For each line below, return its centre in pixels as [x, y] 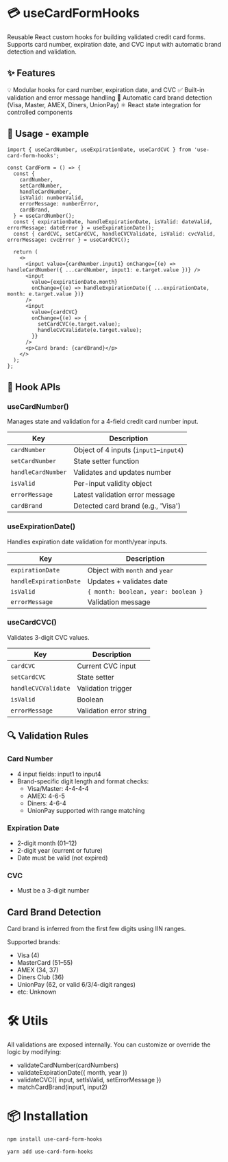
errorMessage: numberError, [59, 203]
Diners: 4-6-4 [47, 803]
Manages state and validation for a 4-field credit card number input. [103, 422]
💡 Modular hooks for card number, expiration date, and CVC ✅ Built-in [106, 89]
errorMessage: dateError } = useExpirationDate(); [81, 227]
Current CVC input [106, 666]
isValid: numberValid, [52, 198]
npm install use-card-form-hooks [55, 1139]
